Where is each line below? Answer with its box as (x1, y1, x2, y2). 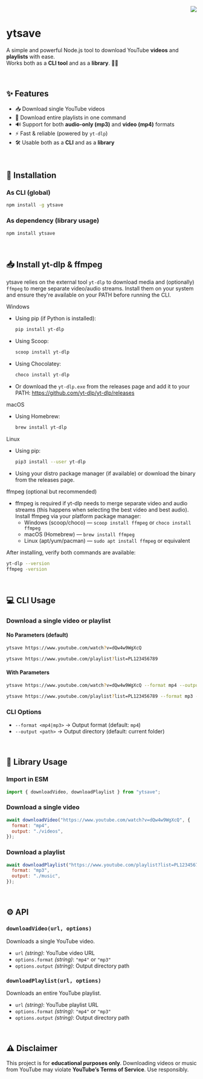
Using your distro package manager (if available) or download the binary (14, 470, 196, 477)
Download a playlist (6, 848, 65, 856)
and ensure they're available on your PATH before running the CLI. (6, 291, 171, 299)
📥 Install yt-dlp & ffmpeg (6, 259, 103, 269)
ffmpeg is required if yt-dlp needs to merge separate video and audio (14, 499, 188, 507)
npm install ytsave (6, 230, 56, 236)
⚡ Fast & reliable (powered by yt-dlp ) (14, 130, 108, 137)
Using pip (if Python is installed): (14, 315, 97, 322)
